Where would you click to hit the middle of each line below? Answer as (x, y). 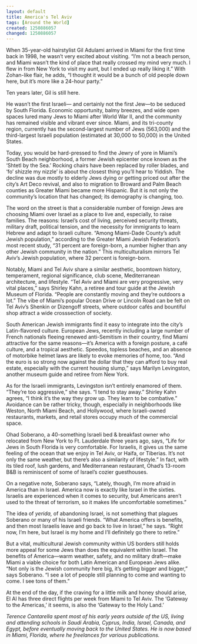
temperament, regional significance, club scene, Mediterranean (83, 276)
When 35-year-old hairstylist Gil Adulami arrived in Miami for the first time (96, 50)
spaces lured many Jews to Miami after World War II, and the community (94, 117)
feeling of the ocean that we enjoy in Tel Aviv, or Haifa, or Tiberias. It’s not (95, 454)
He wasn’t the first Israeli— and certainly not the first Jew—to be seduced (96, 104)
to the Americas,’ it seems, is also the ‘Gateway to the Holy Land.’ (85, 605)
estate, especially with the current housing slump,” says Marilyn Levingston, (98, 368)
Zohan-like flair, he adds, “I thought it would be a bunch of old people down (98, 75)
